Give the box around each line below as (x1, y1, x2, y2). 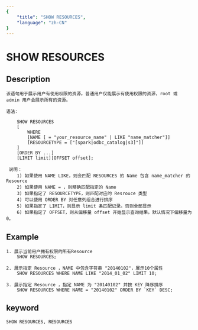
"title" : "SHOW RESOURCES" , (17, 14, 86, 20)
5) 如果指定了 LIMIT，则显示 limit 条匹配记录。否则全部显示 (17, 203, 152, 209)
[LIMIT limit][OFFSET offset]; (17, 155, 94, 161)
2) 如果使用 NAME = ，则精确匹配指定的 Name (17, 185, 116, 190)
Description (6, 74, 50, 84)
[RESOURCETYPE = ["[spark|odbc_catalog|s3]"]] (27, 140, 144, 145)
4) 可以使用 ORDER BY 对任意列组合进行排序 (17, 197, 113, 203)
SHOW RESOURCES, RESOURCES (6, 319, 73, 325)
